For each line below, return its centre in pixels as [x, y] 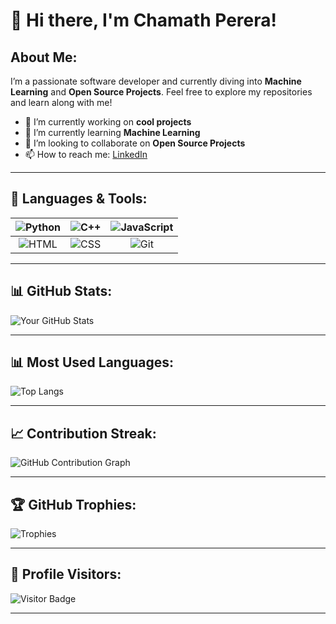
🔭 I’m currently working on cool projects [108, 122]
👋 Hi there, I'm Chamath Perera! [143, 20]
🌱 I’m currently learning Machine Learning [112, 132]
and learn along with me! [61, 102]
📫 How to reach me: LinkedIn [86, 154]
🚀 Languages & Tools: [79, 199]
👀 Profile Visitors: [66, 574]
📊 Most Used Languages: [92, 362]
